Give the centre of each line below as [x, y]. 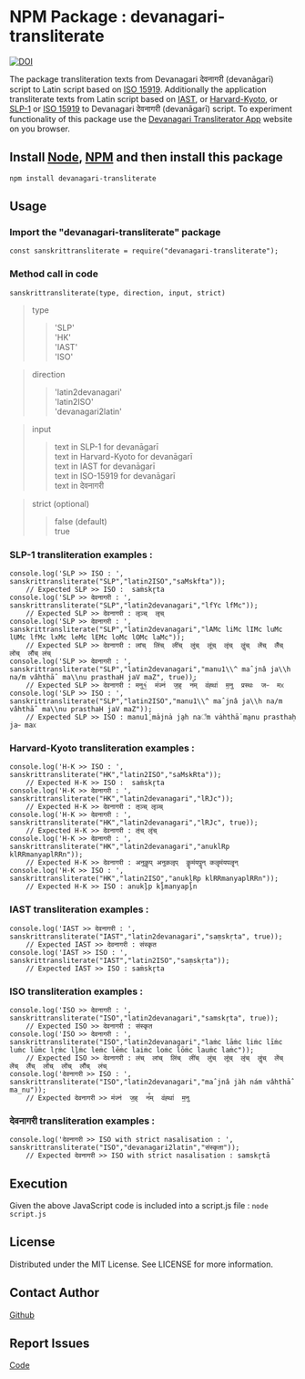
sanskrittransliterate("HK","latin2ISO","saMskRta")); [116, 775]
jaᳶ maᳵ [23, 726]
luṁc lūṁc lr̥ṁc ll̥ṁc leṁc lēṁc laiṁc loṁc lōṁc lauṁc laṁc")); [132, 1050]
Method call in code [54, 274]
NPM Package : [68, 17]
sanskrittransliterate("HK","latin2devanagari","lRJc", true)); [134, 823]
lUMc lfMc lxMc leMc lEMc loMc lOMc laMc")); [97, 638]
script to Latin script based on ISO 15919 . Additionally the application [138, 89]
